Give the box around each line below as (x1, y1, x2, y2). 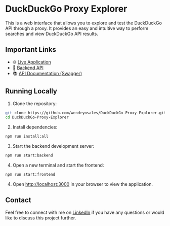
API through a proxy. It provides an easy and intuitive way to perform (5, 25, 149, 31)
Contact (5, 196, 31, 205)
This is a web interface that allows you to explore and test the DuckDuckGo (5, 20, 162, 26)
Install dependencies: (12, 124, 58, 130)
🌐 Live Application (12, 59, 52, 65)
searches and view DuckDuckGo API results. (5, 30, 99, 37)
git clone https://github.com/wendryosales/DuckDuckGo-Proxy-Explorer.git (5, 110, 166, 115)
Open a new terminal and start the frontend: (12, 162, 104, 168)
